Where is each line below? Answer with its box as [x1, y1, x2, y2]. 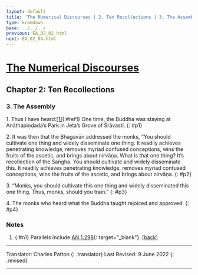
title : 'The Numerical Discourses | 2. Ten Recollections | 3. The [6, 14, 176, 20]
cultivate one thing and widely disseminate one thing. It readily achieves [6, 139, 181, 146]
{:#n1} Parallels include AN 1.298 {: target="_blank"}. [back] [14, 234, 158, 241]
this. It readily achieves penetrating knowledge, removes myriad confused [6, 164, 186, 171]
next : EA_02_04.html [6, 36, 57, 42]
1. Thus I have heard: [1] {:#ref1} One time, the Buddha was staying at [6, 115, 171, 122]
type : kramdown [6, 19, 44, 25]
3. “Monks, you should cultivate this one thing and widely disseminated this [6, 182, 189, 189]
